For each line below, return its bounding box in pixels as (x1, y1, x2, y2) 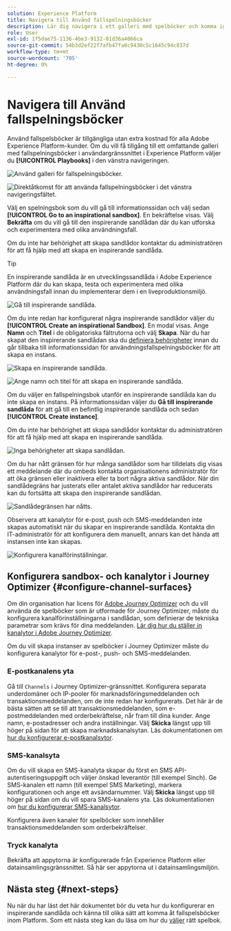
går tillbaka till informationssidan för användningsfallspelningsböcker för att (7, 343, 221, 351)
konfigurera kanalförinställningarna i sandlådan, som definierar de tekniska (7, 614, 219, 622)
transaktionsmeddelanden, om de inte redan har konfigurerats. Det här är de (7, 697, 223, 705)
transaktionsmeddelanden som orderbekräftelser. (7, 823, 148, 831)
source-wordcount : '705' (7, 55, 78, 62)
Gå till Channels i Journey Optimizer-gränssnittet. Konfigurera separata (7, 682, 206, 690)
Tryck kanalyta (7, 840, 58, 850)
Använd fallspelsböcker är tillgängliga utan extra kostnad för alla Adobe (7, 134, 210, 142)
